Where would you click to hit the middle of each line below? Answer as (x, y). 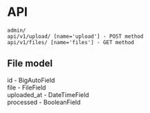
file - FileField (27, 88)
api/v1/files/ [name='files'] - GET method (71, 42)
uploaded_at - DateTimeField (48, 94)
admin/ (17, 30)
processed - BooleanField (44, 102)
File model (30, 64)
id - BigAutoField (31, 80)
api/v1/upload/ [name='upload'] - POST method (75, 36)
